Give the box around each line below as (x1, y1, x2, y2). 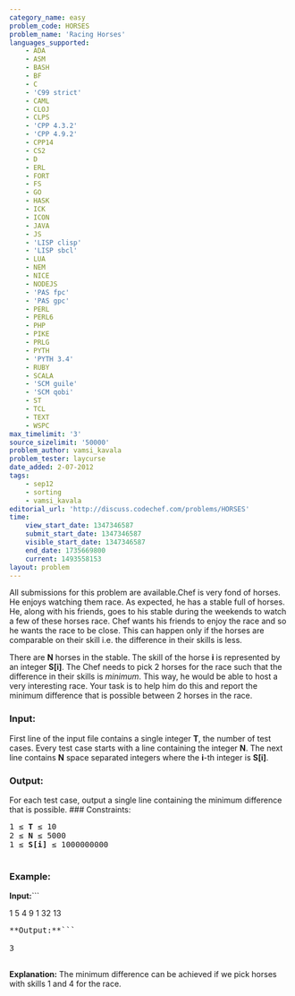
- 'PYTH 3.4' (25, 355, 74, 364)
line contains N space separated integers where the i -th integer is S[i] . (9, 751, 269, 762)
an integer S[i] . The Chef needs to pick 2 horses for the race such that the (9, 662, 282, 673)
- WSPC (25, 421, 50, 430)
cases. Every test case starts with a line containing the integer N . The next (9, 743, 283, 753)
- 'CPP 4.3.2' (25, 122, 78, 131)
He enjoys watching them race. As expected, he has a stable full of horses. (9, 597, 285, 607)
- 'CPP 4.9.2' (25, 130, 78, 139)
